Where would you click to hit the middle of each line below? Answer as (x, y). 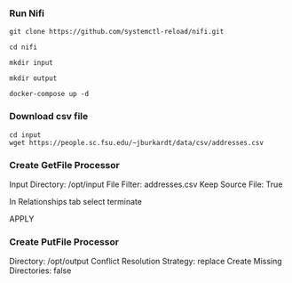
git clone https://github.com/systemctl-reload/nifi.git (117, 32)
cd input (25, 135)
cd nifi (24, 47)
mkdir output (33, 78)
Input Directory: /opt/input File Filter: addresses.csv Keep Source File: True (146, 184)
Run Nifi (27, 13)
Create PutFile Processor (64, 241)
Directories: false (40, 271)
